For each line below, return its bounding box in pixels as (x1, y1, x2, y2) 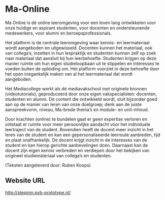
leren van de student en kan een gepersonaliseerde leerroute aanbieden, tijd (5, 132, 161, 138)
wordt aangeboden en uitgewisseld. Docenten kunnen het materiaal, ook (5, 45, 153, 51)
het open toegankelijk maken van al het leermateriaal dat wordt (5, 71, 133, 77)
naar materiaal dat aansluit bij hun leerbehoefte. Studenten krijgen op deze (5, 55, 157, 61)
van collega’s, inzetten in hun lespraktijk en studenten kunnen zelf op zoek (5, 50, 156, 56)
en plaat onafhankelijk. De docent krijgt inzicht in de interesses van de (5, 137, 148, 143)
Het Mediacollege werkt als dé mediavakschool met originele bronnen (5, 86, 147, 91)
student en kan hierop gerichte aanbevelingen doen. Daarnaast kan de (5, 142, 148, 148)
